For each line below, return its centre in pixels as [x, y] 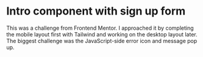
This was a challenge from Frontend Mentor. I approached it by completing [100, 28]
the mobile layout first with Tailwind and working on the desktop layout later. [102, 34]
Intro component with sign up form [96, 11]
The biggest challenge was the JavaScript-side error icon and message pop [102, 41]
